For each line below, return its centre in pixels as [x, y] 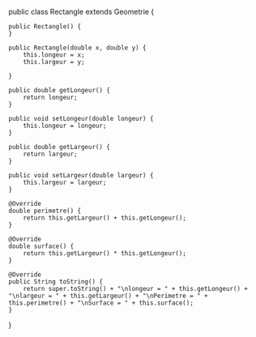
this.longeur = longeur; [65, 126]
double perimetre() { [45, 211]
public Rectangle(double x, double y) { [78, 48]
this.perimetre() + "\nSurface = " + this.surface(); [101, 303]
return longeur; [51, 97]
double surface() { [41, 246]
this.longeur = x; [54, 55]
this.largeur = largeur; [65, 182]
